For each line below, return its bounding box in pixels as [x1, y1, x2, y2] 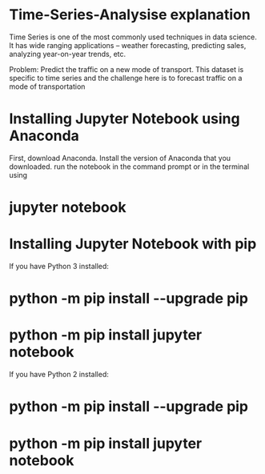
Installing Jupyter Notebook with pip [9, 235, 257, 253]
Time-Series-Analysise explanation [9, 6, 251, 24]
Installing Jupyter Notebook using [9, 110, 240, 128]
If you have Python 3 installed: [9, 262, 109, 271]
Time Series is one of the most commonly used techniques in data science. [9, 32, 257, 42]
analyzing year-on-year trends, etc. [9, 49, 126, 58]
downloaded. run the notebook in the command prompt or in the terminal [9, 162, 250, 171]
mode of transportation [9, 82, 86, 91]
